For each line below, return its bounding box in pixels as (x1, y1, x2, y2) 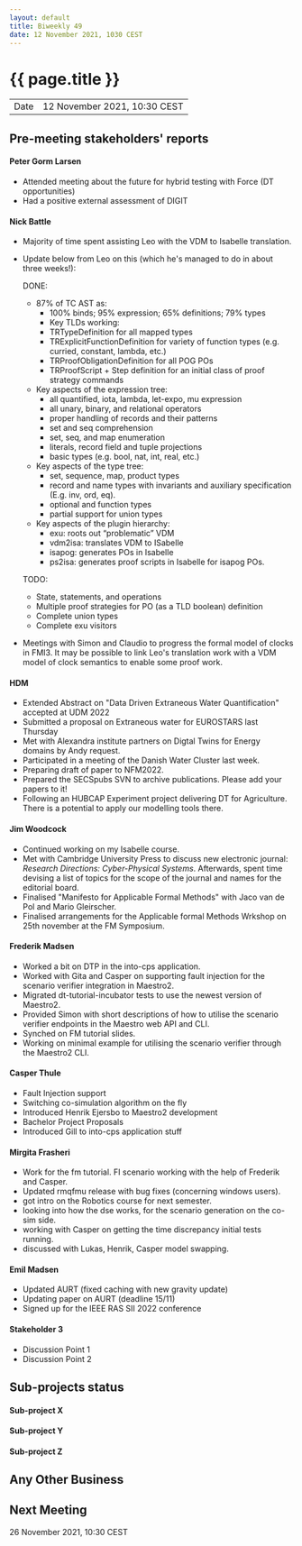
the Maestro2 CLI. (22, 1047, 90, 1057)
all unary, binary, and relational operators (49, 403, 202, 415)
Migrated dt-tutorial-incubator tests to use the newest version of (22, 989, 262, 1001)
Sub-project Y (9, 1425, 64, 1436)
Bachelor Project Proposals (22, 1116, 124, 1127)
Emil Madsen (9, 1264, 59, 1275)
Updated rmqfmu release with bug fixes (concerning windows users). (22, 1186, 281, 1197)
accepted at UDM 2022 (22, 707, 110, 718)
